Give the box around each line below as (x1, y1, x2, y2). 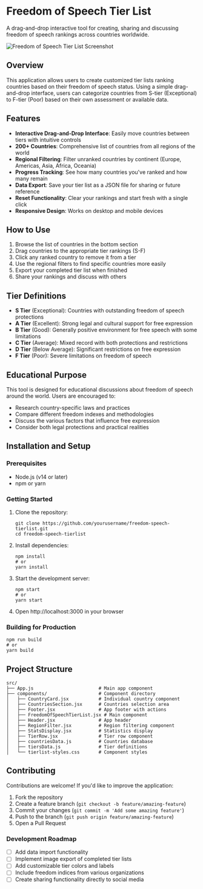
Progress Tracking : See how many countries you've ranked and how (15, 168, 188, 176)
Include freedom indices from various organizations (15, 869, 144, 876)
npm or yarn (15, 479, 46, 487)
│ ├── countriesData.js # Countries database (6, 739, 153, 745)
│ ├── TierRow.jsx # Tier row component (6, 733, 153, 739)
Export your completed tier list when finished (15, 266, 127, 274)
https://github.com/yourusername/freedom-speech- (42, 520, 170, 527)
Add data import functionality (15, 848, 88, 856)
